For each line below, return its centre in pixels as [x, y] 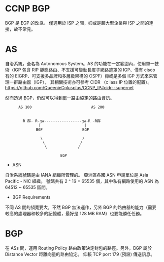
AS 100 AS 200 [61, 107]
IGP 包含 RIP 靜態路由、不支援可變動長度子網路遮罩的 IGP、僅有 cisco [84, 70]
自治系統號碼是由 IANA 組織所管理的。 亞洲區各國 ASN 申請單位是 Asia [77, 175]
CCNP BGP [28, 9]
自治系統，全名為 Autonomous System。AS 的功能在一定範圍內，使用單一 [80, 63]
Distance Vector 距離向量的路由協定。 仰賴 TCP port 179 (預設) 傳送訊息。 [80, 254]
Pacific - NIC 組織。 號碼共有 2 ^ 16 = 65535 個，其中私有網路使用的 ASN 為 [82, 181]
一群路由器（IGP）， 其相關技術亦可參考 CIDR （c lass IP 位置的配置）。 [81, 82]
